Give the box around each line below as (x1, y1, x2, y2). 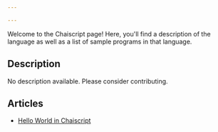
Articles (7, 97, 44, 109)
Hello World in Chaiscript (17, 116, 91, 125)
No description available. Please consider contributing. (7, 76, 169, 86)
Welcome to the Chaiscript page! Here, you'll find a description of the (7, 29, 212, 38)
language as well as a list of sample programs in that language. (7, 37, 192, 46)
